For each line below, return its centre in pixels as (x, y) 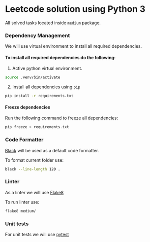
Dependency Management (38, 35)
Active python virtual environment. (47, 69)
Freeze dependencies (28, 107)
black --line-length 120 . (33, 169)
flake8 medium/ (21, 211)
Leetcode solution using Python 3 (75, 9)
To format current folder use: (34, 160)
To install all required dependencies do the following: (60, 57)
